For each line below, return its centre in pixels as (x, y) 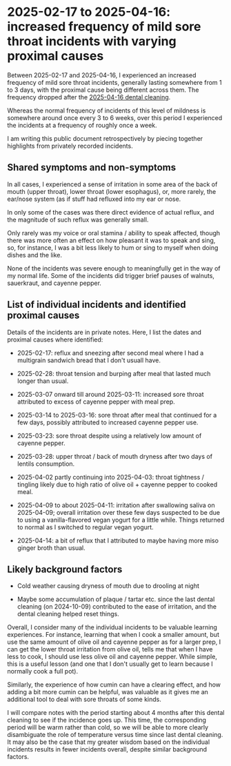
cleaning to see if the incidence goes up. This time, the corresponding (107, 720)
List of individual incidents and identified (97, 305)
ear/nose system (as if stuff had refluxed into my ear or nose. (94, 199)
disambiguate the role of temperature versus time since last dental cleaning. (115, 735)
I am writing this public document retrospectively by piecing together (105, 138)
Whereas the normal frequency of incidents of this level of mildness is (107, 110)
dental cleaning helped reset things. (68, 614)
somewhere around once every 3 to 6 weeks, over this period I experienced (115, 117)
